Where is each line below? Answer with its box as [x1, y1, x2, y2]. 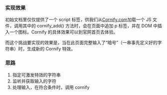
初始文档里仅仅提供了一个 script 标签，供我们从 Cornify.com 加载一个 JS [5, 16, 152, 23]
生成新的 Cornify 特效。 [26, 46, 76, 52]
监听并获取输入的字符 [12, 78, 56, 84]
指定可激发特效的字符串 [12, 72, 61, 78]
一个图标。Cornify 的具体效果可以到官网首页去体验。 [9, 29, 118, 35]
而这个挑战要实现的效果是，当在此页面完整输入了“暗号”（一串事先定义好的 [5, 40, 158, 46]
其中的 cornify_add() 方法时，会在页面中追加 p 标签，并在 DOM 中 [22, 23, 158, 29]
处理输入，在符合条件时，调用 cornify [12, 84, 90, 90]
